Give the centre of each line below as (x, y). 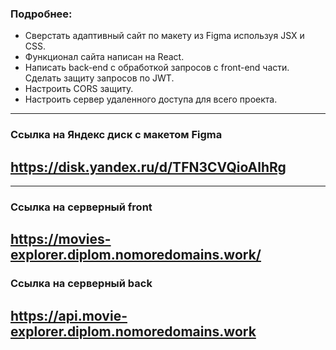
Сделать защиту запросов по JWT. (99, 78)
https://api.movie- (69, 315)
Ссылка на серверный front (81, 207)
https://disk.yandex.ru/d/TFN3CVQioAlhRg (148, 167)
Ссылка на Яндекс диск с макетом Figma (116, 135)
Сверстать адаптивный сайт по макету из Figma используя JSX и (164, 36)
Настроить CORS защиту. (79, 89)
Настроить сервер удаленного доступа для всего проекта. (151, 99)
